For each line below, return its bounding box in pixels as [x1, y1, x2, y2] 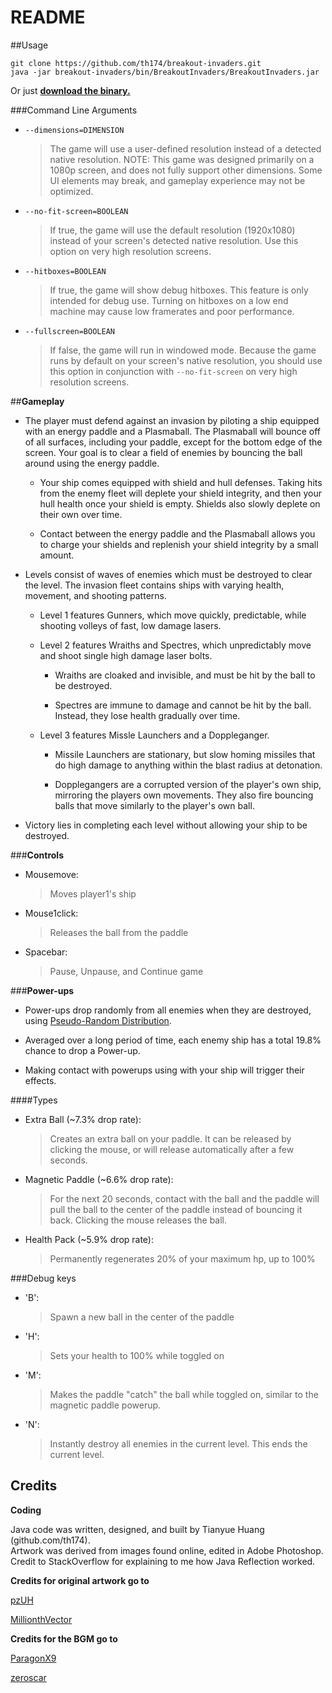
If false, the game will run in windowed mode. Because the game [49, 344, 317, 356]
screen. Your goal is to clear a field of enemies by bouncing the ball [24, 446, 303, 458]
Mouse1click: [24, 907, 79, 919]
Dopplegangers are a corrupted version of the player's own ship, [54, 778, 322, 790]
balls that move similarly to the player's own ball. [54, 799, 255, 811]
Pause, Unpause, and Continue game [49, 965, 204, 977]
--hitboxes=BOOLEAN [24, 266, 107, 276]
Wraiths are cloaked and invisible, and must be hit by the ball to [54, 669, 316, 681]
